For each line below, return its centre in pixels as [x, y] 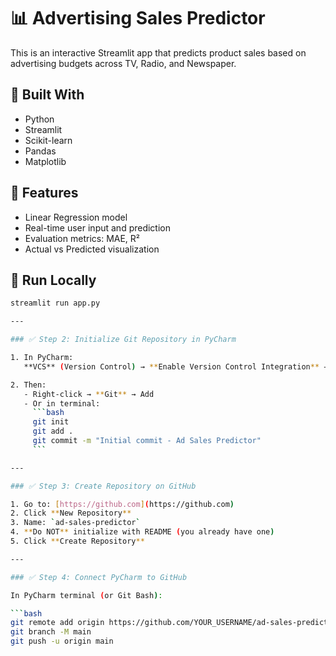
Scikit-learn [48, 140]
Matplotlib [45, 161]
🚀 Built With [47, 95]
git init [51, 422]
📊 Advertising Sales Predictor [138, 18]
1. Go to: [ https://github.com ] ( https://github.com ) [122, 504]
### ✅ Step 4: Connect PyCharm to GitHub [99, 577]
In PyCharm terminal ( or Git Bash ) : [86, 595]
